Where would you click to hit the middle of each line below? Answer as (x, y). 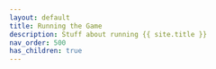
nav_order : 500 (38, 43)
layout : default (40, 17)
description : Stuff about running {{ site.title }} (108, 34)
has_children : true (46, 51)
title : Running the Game (56, 26)
